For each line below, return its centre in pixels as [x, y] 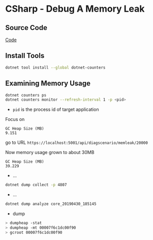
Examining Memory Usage [48, 84]
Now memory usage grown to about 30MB [50, 153]
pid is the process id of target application [56, 109]
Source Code [26, 28]
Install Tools [25, 56]
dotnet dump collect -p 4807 [36, 185]
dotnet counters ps [26, 95]
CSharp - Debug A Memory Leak [75, 9]
